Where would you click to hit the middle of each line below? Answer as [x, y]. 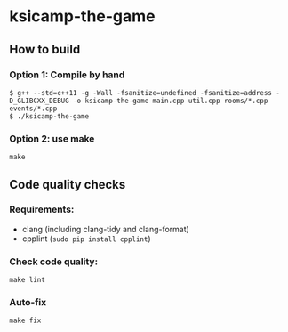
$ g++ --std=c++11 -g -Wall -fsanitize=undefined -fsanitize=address [141, 93]
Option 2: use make [52, 138]
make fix [25, 321]
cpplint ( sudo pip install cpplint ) [86, 239]
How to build [45, 49]
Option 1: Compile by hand [67, 75]
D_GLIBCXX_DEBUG [39, 101]
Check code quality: [54, 262]
